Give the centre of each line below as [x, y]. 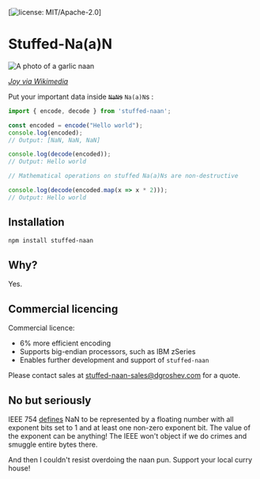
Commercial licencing [63, 309]
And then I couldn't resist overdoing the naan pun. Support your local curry [130, 459]
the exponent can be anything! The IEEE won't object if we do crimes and [128, 436]
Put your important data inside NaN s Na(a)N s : [81, 96]
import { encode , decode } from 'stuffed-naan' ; [90, 111]
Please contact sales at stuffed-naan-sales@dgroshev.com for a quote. [124, 375]
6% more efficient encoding [65, 343]
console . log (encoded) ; [45, 133]
